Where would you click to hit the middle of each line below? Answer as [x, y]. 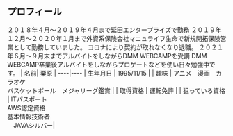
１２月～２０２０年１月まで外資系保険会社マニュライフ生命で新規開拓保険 [114, 38]
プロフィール [35, 12]
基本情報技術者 [29, 117]
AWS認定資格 [26, 108]
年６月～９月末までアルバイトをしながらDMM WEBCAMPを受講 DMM [107, 56]
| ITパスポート [27, 99]
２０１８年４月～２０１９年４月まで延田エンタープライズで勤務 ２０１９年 [114, 30]
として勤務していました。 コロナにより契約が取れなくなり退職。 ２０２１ [118, 47]
